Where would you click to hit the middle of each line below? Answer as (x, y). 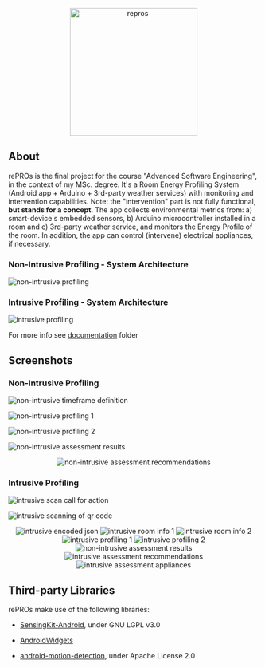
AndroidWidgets (47, 640)
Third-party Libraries (62, 590)
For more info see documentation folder (74, 335)
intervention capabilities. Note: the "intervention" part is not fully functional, (132, 201)
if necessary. (29, 243)
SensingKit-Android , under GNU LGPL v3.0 (90, 625)
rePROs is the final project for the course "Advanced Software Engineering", (132, 176)
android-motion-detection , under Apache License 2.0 (107, 656)
